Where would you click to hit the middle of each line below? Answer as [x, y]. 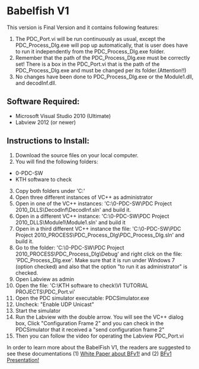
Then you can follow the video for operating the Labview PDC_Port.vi [99, 336]
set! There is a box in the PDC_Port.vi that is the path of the [87, 64]
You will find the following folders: [57, 161]
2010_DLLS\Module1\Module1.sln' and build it [70, 222]
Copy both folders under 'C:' [50, 190]
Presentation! [23, 360]
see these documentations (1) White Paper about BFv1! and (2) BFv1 [89, 354]
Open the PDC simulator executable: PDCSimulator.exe [82, 298]
